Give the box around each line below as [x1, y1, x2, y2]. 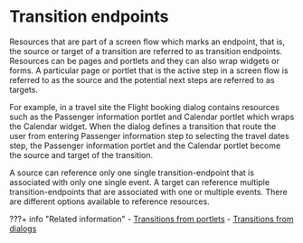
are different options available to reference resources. [9, 196, 210, 207]
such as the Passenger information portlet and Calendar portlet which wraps [9, 111, 295, 122]
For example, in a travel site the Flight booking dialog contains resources [9, 101, 280, 112]
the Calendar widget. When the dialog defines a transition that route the [9, 120, 277, 132]
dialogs [9, 223, 37, 234]
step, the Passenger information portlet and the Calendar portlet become [9, 140, 281, 151]
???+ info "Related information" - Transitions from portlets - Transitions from [9, 213, 294, 224]
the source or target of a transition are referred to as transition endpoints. [9, 45, 283, 56]
